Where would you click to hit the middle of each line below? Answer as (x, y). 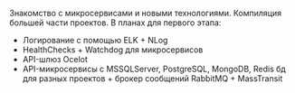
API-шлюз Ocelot (55, 59)
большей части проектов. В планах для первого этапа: (115, 23)
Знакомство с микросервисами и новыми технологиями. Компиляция (146, 13)
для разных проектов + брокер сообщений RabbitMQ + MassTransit (152, 79)
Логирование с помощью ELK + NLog (95, 40)
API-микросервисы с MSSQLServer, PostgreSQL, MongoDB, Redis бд (154, 69)
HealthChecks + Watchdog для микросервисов (113, 50)
